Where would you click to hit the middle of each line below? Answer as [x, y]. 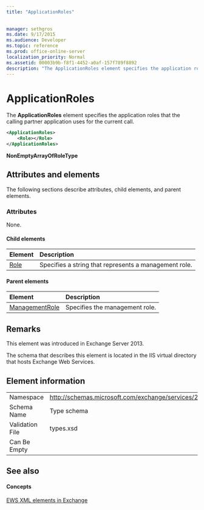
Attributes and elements [53, 175]
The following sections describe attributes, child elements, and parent [93, 189]
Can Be [20, 442]
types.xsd [63, 429]
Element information [46, 381]
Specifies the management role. [111, 307]
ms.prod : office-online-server [46, 52]
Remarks [24, 329]
